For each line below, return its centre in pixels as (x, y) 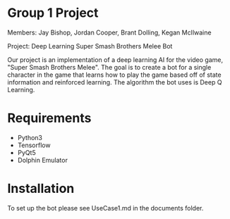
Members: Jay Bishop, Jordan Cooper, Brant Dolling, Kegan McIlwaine (109, 32)
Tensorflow (34, 145)
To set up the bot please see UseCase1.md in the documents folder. (105, 208)
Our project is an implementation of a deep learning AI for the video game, (115, 60)
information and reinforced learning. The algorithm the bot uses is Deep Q (115, 82)
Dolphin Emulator (43, 160)
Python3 (30, 137)
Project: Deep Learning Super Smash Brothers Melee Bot (90, 46)
